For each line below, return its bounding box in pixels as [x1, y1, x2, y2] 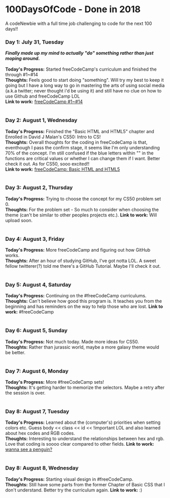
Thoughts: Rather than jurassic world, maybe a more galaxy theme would [5, 344, 159, 350]
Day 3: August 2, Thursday [5, 184, 73, 191]
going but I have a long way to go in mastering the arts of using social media [5, 82, 165, 88]
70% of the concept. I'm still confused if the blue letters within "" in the [5, 150, 154, 156]
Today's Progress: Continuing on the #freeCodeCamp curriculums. [5, 293, 147, 299]
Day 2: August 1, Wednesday [5, 117, 78, 124]
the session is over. [5, 390, 46, 396]
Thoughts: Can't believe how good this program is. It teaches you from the [5, 298, 162, 304]
